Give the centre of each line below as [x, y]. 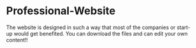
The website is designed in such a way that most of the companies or [91, 27]
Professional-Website [61, 11]
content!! [17, 40]
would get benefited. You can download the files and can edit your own [101, 33]
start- [184, 27]
